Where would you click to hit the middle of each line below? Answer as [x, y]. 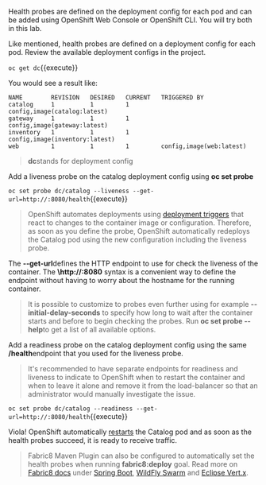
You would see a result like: [53, 83]
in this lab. [25, 28]
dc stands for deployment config [80, 161]
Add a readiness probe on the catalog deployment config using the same [128, 345]
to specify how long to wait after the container [177, 312]
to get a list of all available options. [99, 330]
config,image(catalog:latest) [58, 111]
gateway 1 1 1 [69, 118]
